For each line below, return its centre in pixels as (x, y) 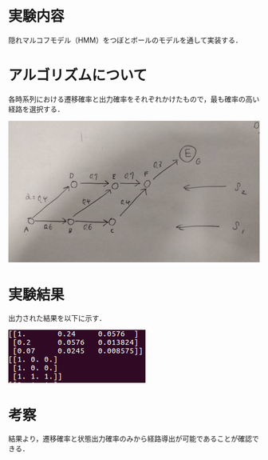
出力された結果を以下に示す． (57, 318)
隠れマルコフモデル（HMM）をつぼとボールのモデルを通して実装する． (125, 40)
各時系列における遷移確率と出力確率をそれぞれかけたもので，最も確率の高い (134, 99)
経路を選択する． (36, 109)
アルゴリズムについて (78, 76)
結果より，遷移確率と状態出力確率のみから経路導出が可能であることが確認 (130, 439)
